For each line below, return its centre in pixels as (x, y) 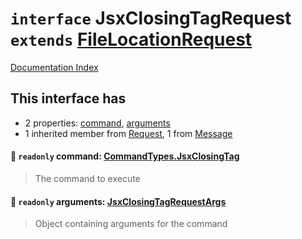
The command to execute (87, 178)
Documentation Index (54, 67)
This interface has (68, 98)
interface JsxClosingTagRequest (151, 18)
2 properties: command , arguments (97, 123)
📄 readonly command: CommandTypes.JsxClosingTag (125, 156)
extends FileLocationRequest (131, 39)
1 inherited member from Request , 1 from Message (128, 133)
